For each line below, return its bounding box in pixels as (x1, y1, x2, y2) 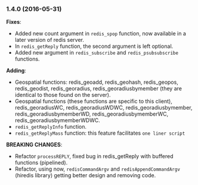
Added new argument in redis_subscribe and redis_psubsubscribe (14, 49, 179, 56)
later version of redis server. (14, 37, 85, 44)
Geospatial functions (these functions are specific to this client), (14, 98, 173, 105)
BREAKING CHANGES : (6, 141, 63, 148)
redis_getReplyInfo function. (14, 123, 86, 131)
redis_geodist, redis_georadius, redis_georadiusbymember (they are (14, 85, 182, 92)
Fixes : (6, 19, 22, 26)
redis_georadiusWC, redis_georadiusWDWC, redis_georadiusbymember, (14, 104, 193, 111)
